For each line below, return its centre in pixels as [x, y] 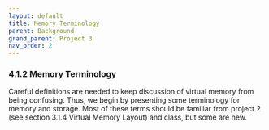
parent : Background [41, 31]
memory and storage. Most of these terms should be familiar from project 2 [135, 109]
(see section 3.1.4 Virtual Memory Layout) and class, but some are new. [128, 117]
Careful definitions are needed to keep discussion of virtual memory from [131, 92]
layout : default [36, 16]
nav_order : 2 [30, 46]
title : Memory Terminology [54, 23]
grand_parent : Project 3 [50, 38]
